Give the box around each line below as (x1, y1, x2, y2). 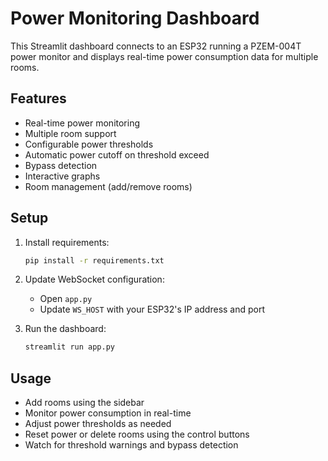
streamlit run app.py (24, 342, 115, 352)
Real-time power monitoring (24, 117, 141, 129)
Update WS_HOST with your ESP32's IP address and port (39, 303, 266, 316)
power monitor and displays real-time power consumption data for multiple (10, 50, 319, 62)
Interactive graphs (24, 170, 101, 182)
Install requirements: (24, 236, 110, 248)
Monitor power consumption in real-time (24, 407, 192, 419)
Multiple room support (24, 127, 117, 139)
